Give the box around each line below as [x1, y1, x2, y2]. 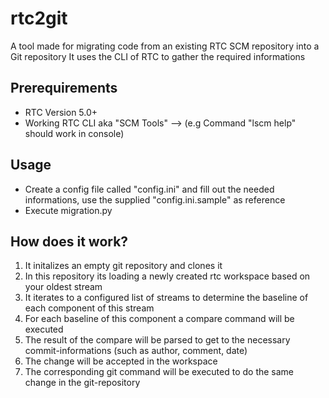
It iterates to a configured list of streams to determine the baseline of [24, 292, 309, 304]
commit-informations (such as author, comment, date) [24, 345, 248, 357]
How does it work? [10, 233, 129, 250]
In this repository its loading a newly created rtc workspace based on [24, 270, 311, 282]
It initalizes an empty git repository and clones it [24, 260, 223, 272]
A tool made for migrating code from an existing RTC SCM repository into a [10, 40, 320, 52]
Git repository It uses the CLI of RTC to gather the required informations [10, 50, 306, 62]
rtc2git [10, 7, 68, 30]
